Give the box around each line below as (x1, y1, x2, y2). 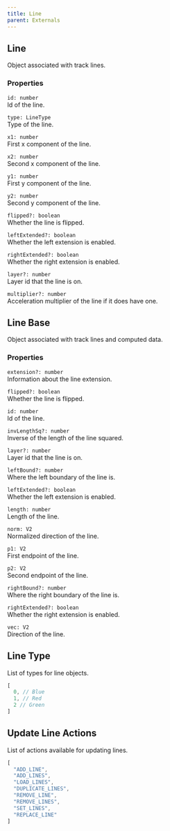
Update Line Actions (7, 727, 97, 740)
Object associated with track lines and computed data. (7, 336, 163, 344)
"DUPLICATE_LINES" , (13, 786, 70, 793)
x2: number (7, 153, 39, 160)
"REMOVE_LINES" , (13, 798, 60, 805)
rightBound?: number (7, 584, 67, 592)
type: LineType (7, 114, 51, 121)
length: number (7, 506, 51, 513)
